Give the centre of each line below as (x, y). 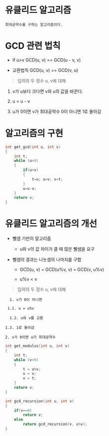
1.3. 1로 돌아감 (20, 328)
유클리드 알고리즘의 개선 (51, 224)
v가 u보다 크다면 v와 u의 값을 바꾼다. (48, 91)
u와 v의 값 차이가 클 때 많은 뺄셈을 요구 (57, 249)
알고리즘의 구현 (34, 133)
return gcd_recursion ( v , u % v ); (55, 424)
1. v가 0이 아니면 (26, 300)
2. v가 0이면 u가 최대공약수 (30, 337)
